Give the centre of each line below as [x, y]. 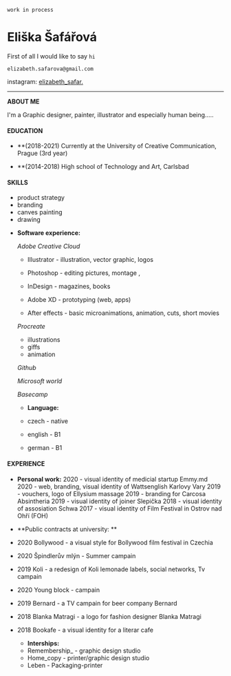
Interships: [43, 643]
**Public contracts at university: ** [67, 529]
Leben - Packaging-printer [65, 665]
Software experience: [49, 233]
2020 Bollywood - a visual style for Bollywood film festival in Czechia [115, 542]
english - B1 [44, 435]
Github [26, 368]
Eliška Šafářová [52, 37]
